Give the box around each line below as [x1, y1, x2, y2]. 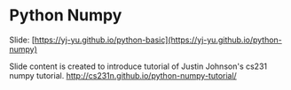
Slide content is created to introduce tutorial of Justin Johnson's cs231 [9, 61, 268, 71]
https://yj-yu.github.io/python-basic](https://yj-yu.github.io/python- [34, 34, 282, 45]
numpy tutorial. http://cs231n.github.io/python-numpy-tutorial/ [9, 70, 237, 80]
